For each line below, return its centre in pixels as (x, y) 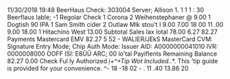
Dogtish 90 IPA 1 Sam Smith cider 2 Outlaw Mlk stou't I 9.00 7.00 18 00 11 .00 (115, 24)
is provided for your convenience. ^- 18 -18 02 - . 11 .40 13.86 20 (98, 68)
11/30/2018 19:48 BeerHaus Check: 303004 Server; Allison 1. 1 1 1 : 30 (106, 10)
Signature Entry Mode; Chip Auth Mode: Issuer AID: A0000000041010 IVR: (113, 46)
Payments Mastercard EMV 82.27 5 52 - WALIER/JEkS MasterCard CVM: (110, 39)
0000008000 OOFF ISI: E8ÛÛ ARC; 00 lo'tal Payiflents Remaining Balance (112, 54)
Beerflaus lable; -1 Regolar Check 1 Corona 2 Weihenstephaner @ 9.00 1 (109, 17)
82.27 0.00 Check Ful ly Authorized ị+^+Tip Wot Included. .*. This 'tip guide (113, 61)
